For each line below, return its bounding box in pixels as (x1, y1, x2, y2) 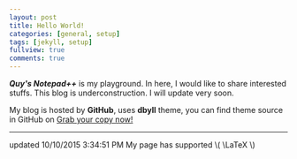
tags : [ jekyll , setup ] (9, 37, 93, 47)
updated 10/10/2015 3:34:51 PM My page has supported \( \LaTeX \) (9, 140, 256, 150)
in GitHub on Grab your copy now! (9, 114, 133, 125)
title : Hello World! (9, 21, 86, 30)
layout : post (9, 12, 57, 22)
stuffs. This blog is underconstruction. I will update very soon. (9, 87, 234, 98)
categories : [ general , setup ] (9, 29, 121, 38)
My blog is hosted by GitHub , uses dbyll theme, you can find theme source (9, 105, 284, 115)
